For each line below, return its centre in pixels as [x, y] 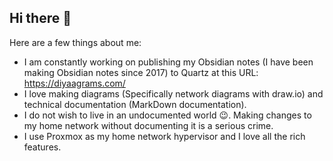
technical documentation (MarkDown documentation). [135, 104]
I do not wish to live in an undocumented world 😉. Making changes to [167, 115]
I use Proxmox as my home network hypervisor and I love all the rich [164, 136]
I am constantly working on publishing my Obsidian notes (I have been [168, 62]
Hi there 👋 [40, 18]
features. [42, 147]
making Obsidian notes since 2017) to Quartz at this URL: [141, 72]
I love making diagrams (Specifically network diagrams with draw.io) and [173, 93]
